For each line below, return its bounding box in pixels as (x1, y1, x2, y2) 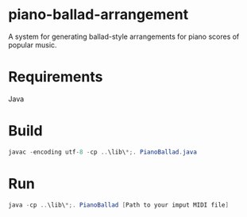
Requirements (8, 68, 103, 86)
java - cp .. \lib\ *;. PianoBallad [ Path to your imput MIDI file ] (8, 200, 229, 209)
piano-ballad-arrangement (8, 6, 189, 24)
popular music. (8, 40, 57, 49)
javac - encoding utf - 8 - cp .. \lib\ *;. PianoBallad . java (8, 148, 197, 156)
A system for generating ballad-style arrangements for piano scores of (8, 32, 240, 41)
